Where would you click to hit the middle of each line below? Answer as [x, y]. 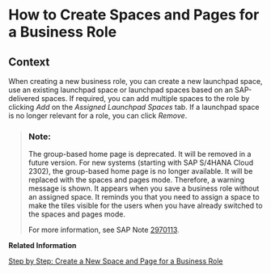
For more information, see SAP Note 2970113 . [104, 230]
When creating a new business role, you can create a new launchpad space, [135, 81]
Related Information [42, 246]
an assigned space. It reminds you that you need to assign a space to [144, 197]
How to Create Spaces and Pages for [134, 15]
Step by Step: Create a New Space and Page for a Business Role [116, 261]
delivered [24, 98]
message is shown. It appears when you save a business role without [144, 188]
